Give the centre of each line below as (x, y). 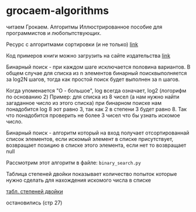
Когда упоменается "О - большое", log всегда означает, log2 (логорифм (96, 90)
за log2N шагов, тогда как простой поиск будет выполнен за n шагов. (93, 79)
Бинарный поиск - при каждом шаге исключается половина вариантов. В (98, 67)
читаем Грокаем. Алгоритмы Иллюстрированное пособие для (84, 27)
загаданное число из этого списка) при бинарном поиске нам (84, 103)
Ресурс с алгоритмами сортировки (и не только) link (72, 44)
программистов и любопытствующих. (54, 33)
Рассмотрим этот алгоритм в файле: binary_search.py (74, 162)
